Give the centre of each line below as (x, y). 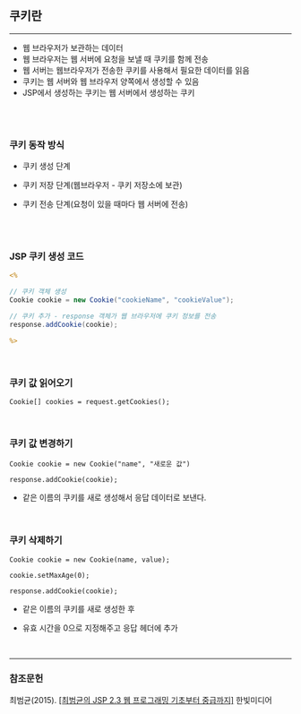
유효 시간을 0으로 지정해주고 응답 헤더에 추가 (100, 628)
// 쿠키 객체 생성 (38, 292)
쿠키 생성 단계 (46, 166)
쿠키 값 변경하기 (41, 443)
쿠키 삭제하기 (36, 540)
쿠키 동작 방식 (37, 144)
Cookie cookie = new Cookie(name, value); (90, 559)
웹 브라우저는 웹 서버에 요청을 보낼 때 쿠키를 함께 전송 (115, 59)
